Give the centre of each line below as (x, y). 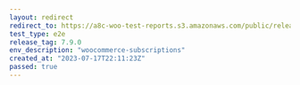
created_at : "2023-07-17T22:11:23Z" (77, 58)
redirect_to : (33, 26)
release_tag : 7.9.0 (46, 42)
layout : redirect (42, 17)
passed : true (33, 67)
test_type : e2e (37, 34)
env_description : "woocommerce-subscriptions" (97, 50)
